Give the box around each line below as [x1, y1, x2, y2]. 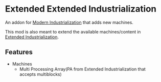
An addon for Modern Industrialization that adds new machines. [5, 19, 134, 25]
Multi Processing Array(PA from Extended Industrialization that [19, 66, 146, 72]
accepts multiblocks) [19, 71, 62, 77]
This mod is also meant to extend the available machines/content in [5, 29, 141, 34]
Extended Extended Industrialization [5, 3, 157, 15]
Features [5, 48, 33, 56]
